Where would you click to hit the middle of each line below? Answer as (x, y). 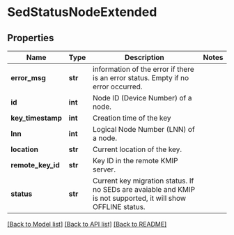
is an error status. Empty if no (141, 78)
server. (104, 169)
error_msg (29, 78)
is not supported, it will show (140, 198)
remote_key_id (36, 165)
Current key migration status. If (143, 181)
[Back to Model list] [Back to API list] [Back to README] (87, 224)
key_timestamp (37, 118)
